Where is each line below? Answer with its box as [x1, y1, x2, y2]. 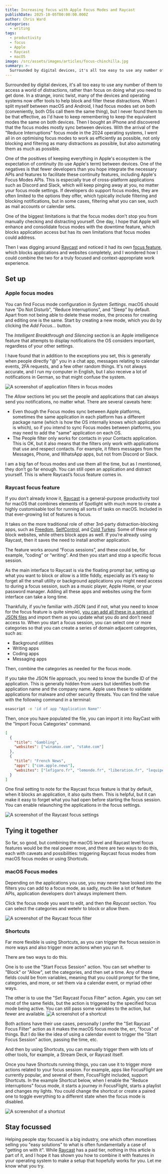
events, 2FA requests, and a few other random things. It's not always [5, 363, 146, 369]
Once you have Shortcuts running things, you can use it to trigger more [5, 1061, 151, 1067]
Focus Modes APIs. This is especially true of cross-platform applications [5, 177, 154, 183]
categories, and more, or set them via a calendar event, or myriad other [5, 979, 152, 986]
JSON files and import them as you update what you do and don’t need [5, 614, 151, 620]
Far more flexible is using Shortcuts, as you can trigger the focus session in [5, 939, 160, 945]
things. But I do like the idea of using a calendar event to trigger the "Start [5, 1031, 157, 1037]
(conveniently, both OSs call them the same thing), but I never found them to [5, 108, 162, 114]
